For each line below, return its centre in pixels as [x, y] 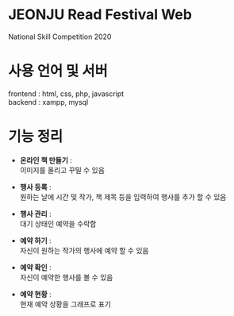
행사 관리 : [35, 214]
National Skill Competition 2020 [60, 37]
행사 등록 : [35, 187]
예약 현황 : [35, 294]
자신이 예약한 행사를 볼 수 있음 [66, 277]
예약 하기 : [35, 241]
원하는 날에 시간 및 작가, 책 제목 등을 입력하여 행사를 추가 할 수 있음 [123, 197]
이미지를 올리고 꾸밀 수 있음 [62, 170]
